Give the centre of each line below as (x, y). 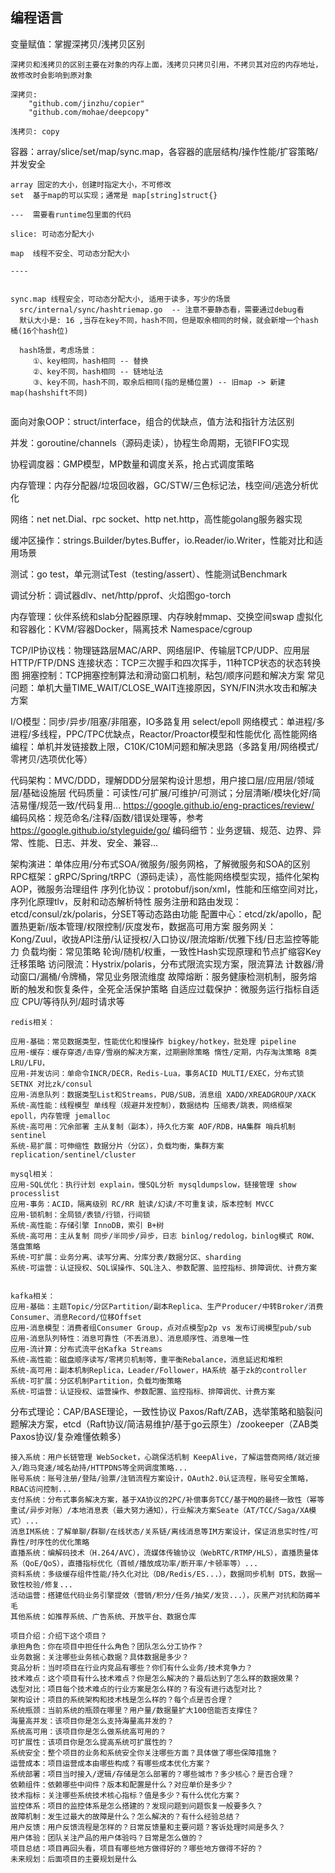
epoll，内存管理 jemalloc (60, 1116)
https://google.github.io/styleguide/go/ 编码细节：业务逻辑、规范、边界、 (161, 830)
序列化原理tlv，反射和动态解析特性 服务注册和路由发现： (126, 901)
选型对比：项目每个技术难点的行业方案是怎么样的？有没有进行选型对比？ (137, 1689)
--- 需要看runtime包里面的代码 (71, 214)
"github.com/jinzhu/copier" (86, 103)
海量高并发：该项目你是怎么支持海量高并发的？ (92, 1721)
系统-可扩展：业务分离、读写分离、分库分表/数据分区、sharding (126, 1257)
